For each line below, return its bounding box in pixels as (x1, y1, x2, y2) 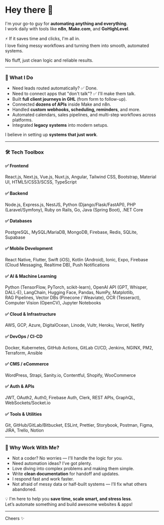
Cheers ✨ (5, 516, 24, 522)
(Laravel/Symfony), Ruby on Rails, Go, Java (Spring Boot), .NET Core (5, 206, 143, 212)
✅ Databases (5, 218, 32, 224)
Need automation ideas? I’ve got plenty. (12, 460, 92, 466)
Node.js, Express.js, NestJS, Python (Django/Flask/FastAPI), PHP (5, 202, 136, 207)
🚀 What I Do (5, 74, 33, 81)
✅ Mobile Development (5, 246, 53, 251)
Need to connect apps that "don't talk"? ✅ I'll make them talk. (12, 91, 136, 97)
